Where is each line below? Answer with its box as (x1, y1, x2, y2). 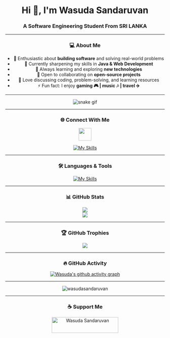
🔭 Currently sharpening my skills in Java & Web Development (24, 61, 153, 67)
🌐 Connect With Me (60, 116, 110, 123)
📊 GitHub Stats (65, 194, 105, 201)
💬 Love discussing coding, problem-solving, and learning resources (18, 77, 159, 83)
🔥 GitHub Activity (63, 260, 107, 267)
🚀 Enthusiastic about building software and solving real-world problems (13, 55, 164, 61)
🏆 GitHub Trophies (61, 229, 109, 236)
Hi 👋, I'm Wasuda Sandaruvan (21, 5, 149, 16)
